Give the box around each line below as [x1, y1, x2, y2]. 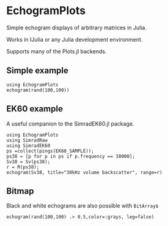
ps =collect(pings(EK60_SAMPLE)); [6, 148, 95, 154]
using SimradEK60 [6, 142, 51, 149]
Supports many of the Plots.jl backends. [6, 47, 107, 55]
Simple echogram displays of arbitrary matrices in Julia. [6, 24, 147, 31]
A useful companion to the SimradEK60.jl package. [6, 120, 134, 127]
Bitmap [6, 186, 34, 196]
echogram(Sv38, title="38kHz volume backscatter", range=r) [6, 169, 163, 175]
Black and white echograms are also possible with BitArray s [6, 202, 159, 209]
